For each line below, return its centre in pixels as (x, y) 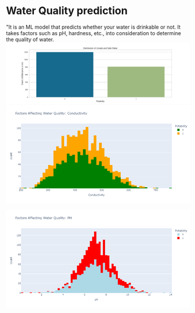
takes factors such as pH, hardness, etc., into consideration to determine (94, 33)
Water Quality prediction (67, 11)
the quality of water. (30, 39)
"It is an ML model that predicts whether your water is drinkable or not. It (93, 27)
